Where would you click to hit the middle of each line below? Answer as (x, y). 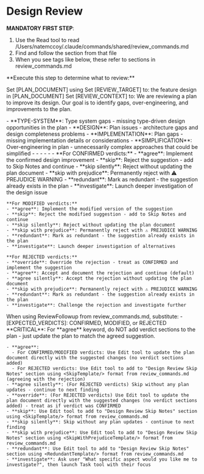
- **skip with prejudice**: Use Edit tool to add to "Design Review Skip (102, 432)
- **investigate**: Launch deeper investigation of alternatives (91, 246)
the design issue (27, 192)
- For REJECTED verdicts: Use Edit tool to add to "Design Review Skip (105, 368)
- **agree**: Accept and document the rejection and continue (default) (100, 273)
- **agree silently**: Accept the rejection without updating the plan (99, 278)
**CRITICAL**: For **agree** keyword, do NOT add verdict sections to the (101, 329)
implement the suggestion (39, 268)
